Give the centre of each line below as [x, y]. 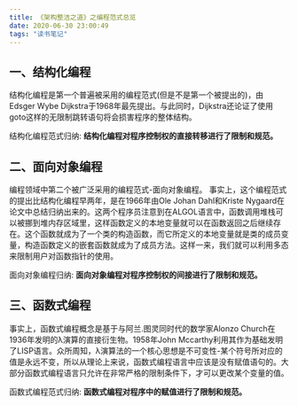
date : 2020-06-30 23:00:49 [59, 26]
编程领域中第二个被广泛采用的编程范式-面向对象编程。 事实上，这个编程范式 [148, 190]
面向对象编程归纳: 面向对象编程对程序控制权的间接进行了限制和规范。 [136, 275]
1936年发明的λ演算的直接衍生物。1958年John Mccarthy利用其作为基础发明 [146, 339]
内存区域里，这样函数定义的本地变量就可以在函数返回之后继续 [160, 223]
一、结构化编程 [50, 72]
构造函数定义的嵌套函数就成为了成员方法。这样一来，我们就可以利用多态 [157, 245]
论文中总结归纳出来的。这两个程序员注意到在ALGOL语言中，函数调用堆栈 [143, 212]
